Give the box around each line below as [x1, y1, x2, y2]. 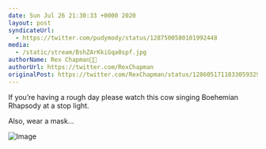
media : [8, 41, 30, 49]
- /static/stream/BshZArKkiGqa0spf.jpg [15, 48, 147, 56]
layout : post [8, 19, 51, 27]
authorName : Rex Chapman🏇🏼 [8, 56, 97, 64]
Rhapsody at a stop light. [8, 101, 89, 110]
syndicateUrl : [8, 26, 55, 34]
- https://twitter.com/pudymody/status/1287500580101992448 [15, 33, 218, 42]
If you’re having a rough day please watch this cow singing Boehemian [8, 92, 239, 101]
